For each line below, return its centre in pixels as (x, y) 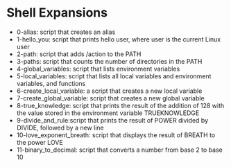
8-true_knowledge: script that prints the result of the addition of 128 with (120, 105)
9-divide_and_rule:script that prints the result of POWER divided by (112, 120)
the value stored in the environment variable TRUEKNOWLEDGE (108, 113)
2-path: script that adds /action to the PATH (79, 54)
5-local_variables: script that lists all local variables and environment (114, 76)
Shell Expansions (57, 13)
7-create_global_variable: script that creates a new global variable (111, 98)
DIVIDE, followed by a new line (60, 128)
